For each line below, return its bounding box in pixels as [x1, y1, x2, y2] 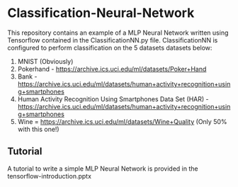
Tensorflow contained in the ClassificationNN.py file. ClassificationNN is [7, 35, 218, 44]
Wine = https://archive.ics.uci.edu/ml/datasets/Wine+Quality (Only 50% [17, 117, 228, 125]
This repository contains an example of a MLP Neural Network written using [7, 28, 229, 37]
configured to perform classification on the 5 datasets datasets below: [7, 43, 212, 52]
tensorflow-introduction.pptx [7, 171, 92, 180]
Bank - [17, 72, 38, 81]
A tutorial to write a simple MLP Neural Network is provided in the [7, 164, 198, 173]
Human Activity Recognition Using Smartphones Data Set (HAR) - [17, 94, 209, 103]
